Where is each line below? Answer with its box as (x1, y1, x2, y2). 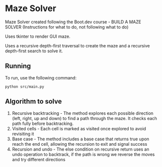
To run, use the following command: (5, 75, 77, 80)
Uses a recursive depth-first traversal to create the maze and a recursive (5, 43, 150, 48)
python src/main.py (5, 84, 44, 89)
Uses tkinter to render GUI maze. (5, 33, 71, 39)
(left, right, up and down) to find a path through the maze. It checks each (12, 115, 157, 121)
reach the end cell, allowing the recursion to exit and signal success (12, 141, 147, 147)
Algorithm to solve (5, 97, 62, 106)
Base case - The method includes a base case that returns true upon (12, 136, 149, 142)
